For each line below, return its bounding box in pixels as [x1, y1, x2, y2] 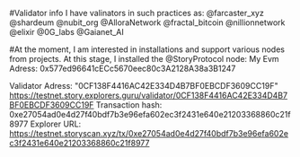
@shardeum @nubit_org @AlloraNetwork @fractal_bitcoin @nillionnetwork [9, 17, 286, 28]
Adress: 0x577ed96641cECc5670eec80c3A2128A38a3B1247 [9, 63, 236, 74]
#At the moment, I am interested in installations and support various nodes [9, 44, 286, 55]
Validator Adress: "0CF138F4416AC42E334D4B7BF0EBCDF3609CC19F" [9, 81, 278, 91]
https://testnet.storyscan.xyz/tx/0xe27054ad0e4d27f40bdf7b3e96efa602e [9, 128, 289, 138]
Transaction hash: [95, 100, 163, 110]
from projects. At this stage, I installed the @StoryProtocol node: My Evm [9, 54, 280, 64]
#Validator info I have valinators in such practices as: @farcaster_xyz [9, 8, 265, 18]
